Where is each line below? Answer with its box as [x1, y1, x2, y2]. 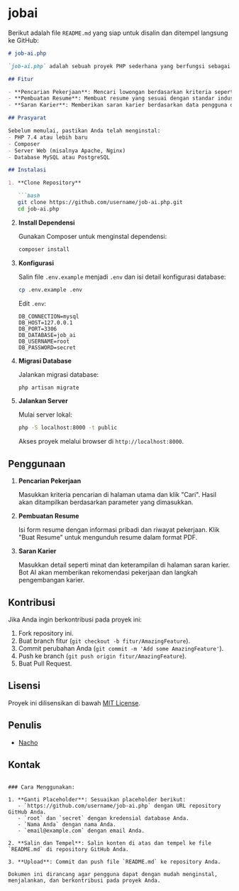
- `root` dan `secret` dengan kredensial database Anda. [17, 815, 190, 822]
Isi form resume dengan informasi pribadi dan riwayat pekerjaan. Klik [18, 525, 220, 534]
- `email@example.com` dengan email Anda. [17, 827, 145, 835]
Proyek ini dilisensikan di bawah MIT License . [8, 698, 141, 707]
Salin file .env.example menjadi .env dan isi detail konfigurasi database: [18, 272, 226, 281]
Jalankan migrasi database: [18, 370, 99, 378]
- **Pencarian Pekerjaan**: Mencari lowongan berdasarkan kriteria [8, 88, 212, 95]
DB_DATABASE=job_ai [18, 331, 77, 338]
